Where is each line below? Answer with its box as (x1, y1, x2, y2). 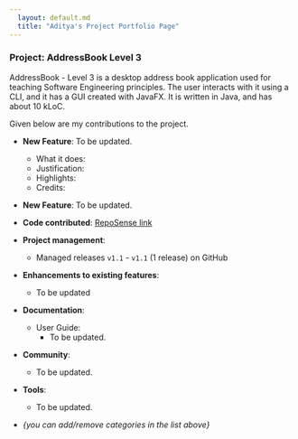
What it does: (35, 153, 86, 163)
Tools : (22, 384, 47, 395)
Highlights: (35, 173, 77, 183)
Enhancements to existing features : (22, 269, 160, 280)
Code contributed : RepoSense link (22, 217, 153, 228)
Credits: (35, 182, 66, 192)
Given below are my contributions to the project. (9, 118, 190, 129)
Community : (22, 349, 70, 360)
